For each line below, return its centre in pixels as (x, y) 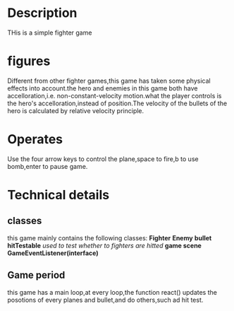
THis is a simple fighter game (50, 33)
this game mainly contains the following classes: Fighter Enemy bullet (110, 237)
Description (42, 13)
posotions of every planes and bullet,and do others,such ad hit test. (105, 300)
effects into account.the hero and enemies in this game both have (103, 88)
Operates (35, 140)
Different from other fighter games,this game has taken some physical (109, 81)
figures (29, 61)
